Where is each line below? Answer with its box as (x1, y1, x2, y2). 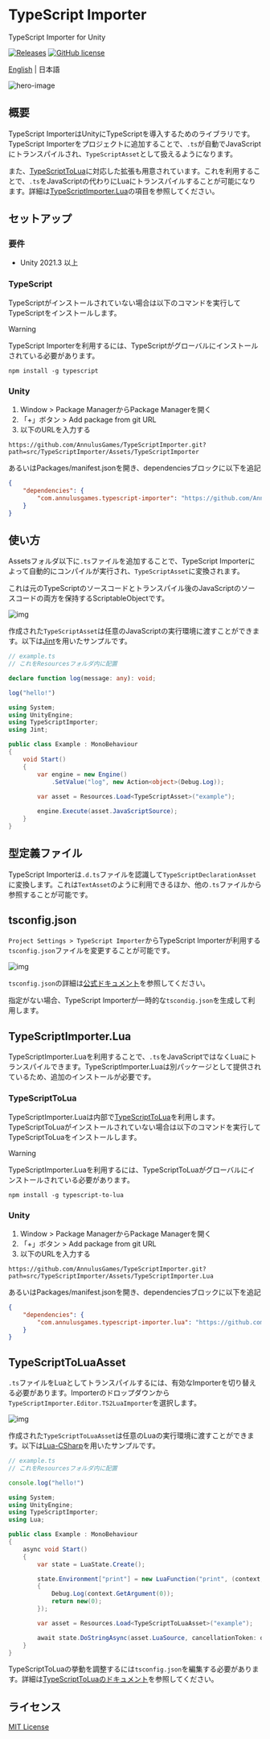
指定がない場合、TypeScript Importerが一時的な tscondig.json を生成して (8, 996, 248, 1006)
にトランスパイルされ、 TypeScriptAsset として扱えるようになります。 (8, 149, 238, 159)
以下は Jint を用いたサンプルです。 (21, 636, 133, 646)
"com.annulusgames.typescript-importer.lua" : (37, 1318, 193, 1326)
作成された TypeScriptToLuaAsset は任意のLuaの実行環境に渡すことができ (8, 1431, 247, 1440)
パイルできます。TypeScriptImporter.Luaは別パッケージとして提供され (29, 1062, 261, 1072)
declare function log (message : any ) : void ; (8, 674, 157, 682)
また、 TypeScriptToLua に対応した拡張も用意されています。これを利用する (8, 166, 254, 176)
